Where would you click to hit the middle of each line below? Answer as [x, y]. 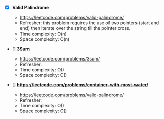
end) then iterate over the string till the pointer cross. [75, 28]
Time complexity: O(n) [43, 34]
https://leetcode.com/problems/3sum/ [60, 59]
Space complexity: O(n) [45, 39]
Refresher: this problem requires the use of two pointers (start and [89, 23]
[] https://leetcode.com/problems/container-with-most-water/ [80, 85]
